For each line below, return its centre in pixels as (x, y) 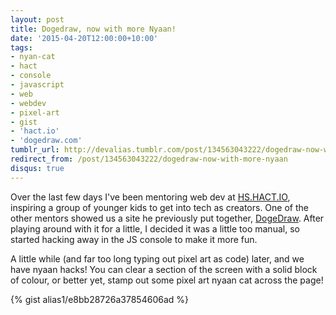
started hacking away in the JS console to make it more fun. (134, 239)
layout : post (37, 19)
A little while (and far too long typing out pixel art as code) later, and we (157, 258)
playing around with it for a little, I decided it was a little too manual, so (155, 228)
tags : (21, 47)
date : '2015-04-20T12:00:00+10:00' (84, 38)
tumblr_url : (35, 150)
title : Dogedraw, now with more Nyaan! (93, 29)
